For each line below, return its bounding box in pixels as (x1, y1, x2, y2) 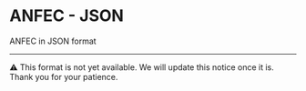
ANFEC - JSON (9, 5, 125, 26)
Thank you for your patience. (9, 71, 118, 82)
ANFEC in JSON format (9, 35, 97, 46)
